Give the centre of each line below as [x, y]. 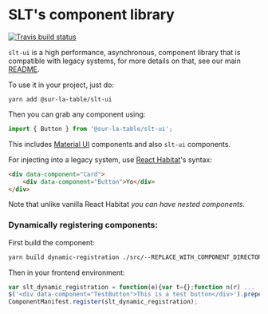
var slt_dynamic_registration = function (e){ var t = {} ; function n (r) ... [132, 287]
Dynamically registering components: [83, 225]
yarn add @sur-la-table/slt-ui [60, 99]
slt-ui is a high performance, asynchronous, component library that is [124, 52]
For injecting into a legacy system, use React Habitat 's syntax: [110, 159]
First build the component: [51, 242]
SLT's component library [92, 15]
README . [24, 69]
